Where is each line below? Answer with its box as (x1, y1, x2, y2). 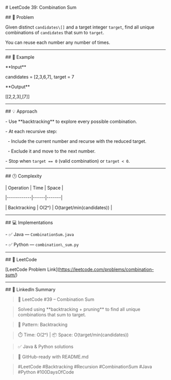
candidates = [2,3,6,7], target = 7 (5, 74, 75, 80)
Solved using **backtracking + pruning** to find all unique (17, 306, 141, 312)
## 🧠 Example (5, 54, 35, 60)
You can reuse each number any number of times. (5, 39, 110, 45)
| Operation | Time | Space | (5, 185, 64, 191)
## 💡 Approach (5, 108, 37, 114)
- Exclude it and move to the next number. (7, 148, 96, 154)
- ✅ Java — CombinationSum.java (5, 232, 74, 237)
